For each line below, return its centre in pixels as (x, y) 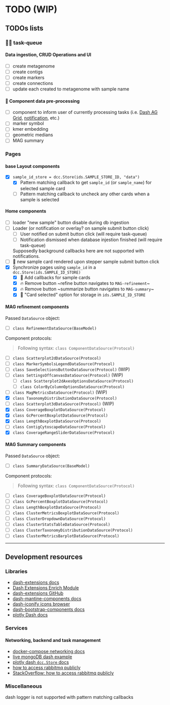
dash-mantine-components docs (47, 598)
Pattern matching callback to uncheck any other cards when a (85, 194)
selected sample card (42, 188)
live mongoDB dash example (42, 657)
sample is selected (40, 199)
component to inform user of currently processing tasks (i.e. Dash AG (85, 112)
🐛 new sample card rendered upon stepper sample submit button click (86, 262)
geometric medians (33, 135)
